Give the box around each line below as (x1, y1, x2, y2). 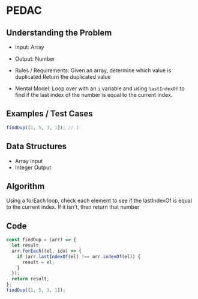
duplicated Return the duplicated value (14, 73, 111, 80)
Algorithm (6, 181, 45, 191)
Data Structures (6, 141, 67, 152)
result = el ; (22, 259, 55, 265)
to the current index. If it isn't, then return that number (6, 203, 140, 211)
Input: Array (14, 43, 45, 51)
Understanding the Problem (6, 28, 112, 38)
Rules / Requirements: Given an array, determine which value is (14, 67, 172, 74)
